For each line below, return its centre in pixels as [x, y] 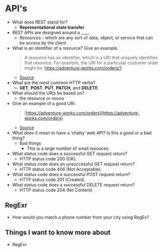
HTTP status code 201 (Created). [52, 180]
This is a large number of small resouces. [68, 148]
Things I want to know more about [58, 233]
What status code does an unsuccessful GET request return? [73, 164]
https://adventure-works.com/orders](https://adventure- [83, 113]
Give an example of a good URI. [44, 103]
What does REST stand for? [40, 22]
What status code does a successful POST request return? [71, 174]
